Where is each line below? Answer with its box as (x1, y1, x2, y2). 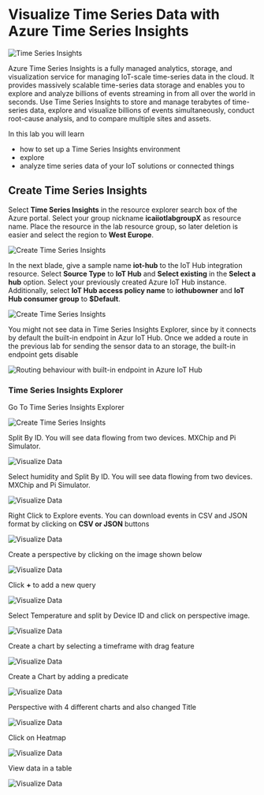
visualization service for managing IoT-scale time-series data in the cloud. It (8, 72, 255, 81)
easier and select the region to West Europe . (8, 230, 154, 240)
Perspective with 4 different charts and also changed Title (8, 703, 197, 712)
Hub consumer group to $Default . (8, 294, 121, 303)
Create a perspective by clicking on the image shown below (8, 550, 203, 559)
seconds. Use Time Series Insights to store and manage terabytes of (8, 97, 231, 106)
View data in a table (8, 763, 73, 773)
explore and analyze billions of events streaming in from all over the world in (8, 88, 256, 98)
